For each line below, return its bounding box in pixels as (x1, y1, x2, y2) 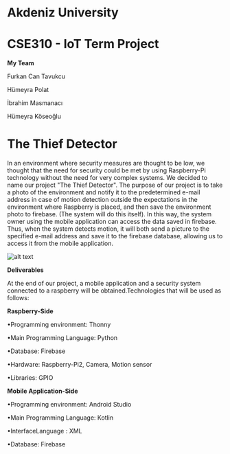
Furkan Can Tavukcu (7, 72, 66, 80)
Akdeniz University (7, 5, 119, 21)
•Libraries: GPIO (7, 374, 54, 382)
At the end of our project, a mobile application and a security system (7, 280, 201, 288)
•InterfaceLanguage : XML (7, 427, 82, 435)
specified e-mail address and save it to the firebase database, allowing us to (7, 232, 223, 240)
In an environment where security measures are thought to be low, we (7, 159, 205, 168)
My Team (7, 59, 34, 67)
